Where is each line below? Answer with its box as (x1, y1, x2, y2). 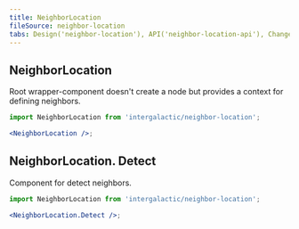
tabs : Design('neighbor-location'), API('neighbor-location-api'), (9, 29, 265, 38)
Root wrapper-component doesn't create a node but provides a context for (9, 86, 284, 97)
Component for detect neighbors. (9, 177, 132, 188)
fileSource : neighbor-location (9, 21, 125, 30)
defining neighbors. (9, 95, 82, 107)
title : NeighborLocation (9, 12, 101, 22)
